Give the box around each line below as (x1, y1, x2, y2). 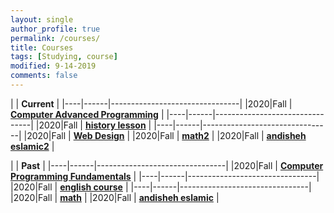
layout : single (10, 14, 74, 25)
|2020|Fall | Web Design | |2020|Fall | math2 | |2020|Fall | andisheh (23, 129, 307, 141)
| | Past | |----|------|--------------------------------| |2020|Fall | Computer (10, 159, 324, 171)
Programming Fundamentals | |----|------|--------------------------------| (10, 170, 320, 182)
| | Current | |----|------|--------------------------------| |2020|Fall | (10, 97, 293, 110)
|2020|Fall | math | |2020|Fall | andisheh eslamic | (10, 191, 220, 203)
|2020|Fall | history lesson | (35, 119, 152, 131)
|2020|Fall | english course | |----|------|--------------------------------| (10, 181, 312, 193)
